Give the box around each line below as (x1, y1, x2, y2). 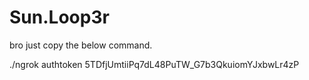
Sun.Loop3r (9, 6, 110, 29)
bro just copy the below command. (9, 39, 153, 51)
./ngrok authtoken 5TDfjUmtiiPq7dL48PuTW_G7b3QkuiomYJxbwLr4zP (9, 58, 300, 70)
